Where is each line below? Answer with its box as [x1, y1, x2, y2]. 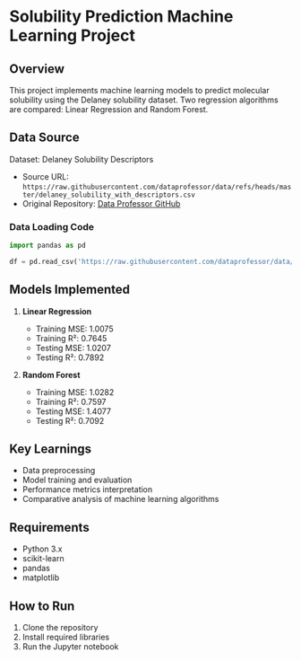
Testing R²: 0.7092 [35, 415, 105, 426]
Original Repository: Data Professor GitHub [21, 198, 181, 208]
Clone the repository [21, 622, 99, 633]
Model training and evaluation [21, 474, 133, 486]
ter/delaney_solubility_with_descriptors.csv [21, 190, 195, 199]
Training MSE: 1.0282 [35, 386, 115, 397]
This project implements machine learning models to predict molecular [9, 85, 271, 95]
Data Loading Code [9, 220, 95, 233]
